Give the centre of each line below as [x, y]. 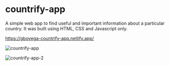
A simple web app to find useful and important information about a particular [85, 23]
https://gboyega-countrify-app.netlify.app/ [50, 38]
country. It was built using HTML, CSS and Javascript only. [67, 28]
